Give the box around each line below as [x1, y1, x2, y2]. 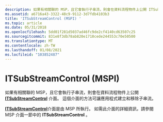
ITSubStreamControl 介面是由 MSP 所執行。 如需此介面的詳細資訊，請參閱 [5, 106, 154, 112]
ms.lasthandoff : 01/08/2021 [5, 47, 62, 52]
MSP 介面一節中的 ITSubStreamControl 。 [5, 112, 90, 118]
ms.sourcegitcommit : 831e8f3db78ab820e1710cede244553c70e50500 [5, 34, 136, 39]
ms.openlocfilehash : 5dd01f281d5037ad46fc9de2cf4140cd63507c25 [5, 30, 136, 34]
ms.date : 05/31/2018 [5, 25, 47, 30]
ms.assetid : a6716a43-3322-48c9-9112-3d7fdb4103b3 [5, 12, 110, 16]
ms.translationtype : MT [5, 39, 53, 44]
